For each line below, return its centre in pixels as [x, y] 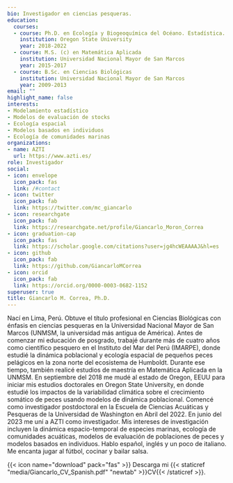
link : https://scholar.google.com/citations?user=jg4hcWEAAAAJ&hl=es [116, 247]
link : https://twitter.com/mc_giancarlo [73, 208]
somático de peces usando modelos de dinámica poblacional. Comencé [111, 399]
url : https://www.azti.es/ [53, 156]
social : [18, 169]
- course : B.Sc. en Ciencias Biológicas [73, 72]
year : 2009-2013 [43, 85]
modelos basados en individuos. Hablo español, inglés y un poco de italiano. [117, 444]
